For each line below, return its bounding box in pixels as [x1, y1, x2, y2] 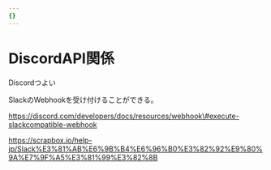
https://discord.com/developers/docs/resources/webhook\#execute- [8, 111, 239, 121]
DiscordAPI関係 [8, 49, 115, 67]
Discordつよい [8, 78, 56, 87]
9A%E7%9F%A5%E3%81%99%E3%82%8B [8, 152, 158, 162]
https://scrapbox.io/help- [8, 135, 92, 145]
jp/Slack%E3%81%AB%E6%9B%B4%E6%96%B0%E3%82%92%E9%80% [8, 143, 264, 154]
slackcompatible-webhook [8, 119, 97, 130]
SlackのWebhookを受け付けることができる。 [8, 95, 158, 104]
